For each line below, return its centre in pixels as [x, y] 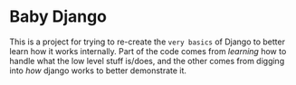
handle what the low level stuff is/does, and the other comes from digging [147, 61]
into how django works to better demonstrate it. [98, 71]
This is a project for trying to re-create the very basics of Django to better [147, 42]
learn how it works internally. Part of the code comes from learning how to [148, 51]
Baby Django [58, 17]
